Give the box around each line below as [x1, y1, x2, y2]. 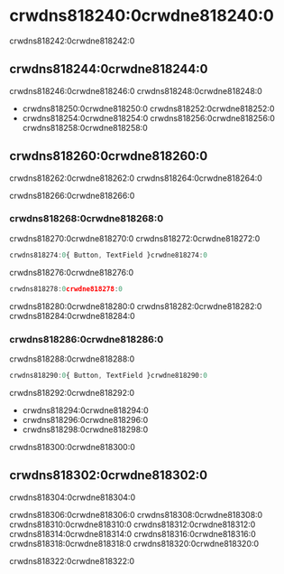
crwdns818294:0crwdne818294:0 [22, 404, 149, 416]
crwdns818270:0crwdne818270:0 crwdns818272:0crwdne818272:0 [9, 232, 261, 244]
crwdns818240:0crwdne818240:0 [9, 5, 275, 26]
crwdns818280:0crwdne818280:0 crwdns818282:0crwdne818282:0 [9, 300, 262, 312]
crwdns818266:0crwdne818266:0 [9, 190, 135, 201]
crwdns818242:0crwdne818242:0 [9, 35, 135, 46]
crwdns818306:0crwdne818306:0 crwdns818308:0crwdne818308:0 [9, 509, 263, 520]
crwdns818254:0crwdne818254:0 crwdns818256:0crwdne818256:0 [22, 112, 275, 123]
